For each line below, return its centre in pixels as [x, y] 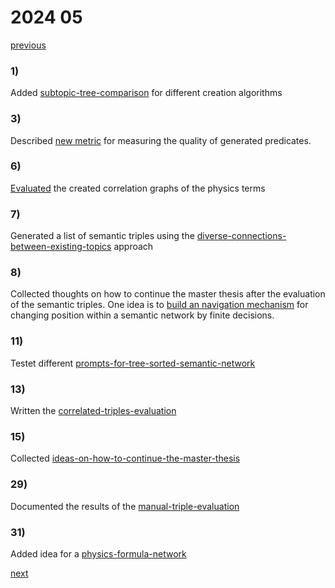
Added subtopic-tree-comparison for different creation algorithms [146, 93]
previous [28, 45]
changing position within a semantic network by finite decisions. [142, 315]
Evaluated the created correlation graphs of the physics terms [138, 188]
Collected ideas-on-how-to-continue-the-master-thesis [125, 458]
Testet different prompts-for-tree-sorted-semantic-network [133, 363]
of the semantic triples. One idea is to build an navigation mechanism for [159, 305]
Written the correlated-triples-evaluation [93, 411]
